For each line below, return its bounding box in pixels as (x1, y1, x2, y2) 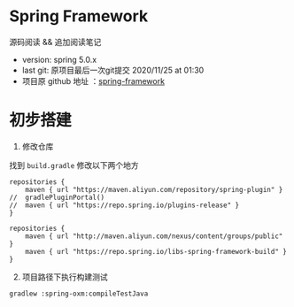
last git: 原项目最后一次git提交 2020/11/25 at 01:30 (21, 65, 205, 75)
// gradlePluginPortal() (9, 193, 104, 202)
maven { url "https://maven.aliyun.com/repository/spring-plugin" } (25, 185, 283, 194)
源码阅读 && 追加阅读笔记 (9, 36, 102, 47)
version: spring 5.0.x (21, 54, 97, 65)
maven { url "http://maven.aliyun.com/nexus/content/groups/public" (25, 232, 283, 241)
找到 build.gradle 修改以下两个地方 (9, 159, 139, 170)
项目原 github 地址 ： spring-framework (21, 75, 166, 86)
